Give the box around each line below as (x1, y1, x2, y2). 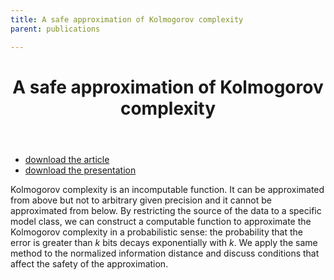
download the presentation (24, 164, 137, 176)
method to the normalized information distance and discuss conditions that (10, 247, 320, 259)
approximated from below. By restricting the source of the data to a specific (10, 204, 322, 216)
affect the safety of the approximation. (10, 257, 169, 270)
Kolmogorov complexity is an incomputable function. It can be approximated (10, 183, 325, 195)
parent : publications (10, 24, 101, 34)
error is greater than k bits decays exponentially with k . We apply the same (10, 236, 318, 248)
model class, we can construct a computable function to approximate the (10, 215, 312, 227)
